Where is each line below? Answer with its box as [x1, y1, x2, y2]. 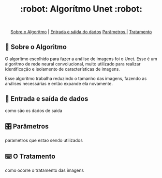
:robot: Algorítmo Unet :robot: [20, 3, 143, 15]
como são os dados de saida [5, 108, 62, 113]
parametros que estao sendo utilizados [5, 137, 83, 144]
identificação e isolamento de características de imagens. [5, 66, 120, 72]
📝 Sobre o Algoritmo [5, 43, 67, 51]
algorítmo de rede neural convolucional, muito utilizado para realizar [5, 61, 141, 66]
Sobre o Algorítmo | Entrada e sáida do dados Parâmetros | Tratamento [10, 29, 152, 34]
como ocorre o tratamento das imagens [5, 167, 84, 173]
